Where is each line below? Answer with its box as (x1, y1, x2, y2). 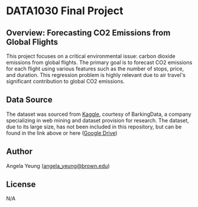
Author (6, 147, 33, 157)
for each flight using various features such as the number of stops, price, (6, 65, 184, 72)
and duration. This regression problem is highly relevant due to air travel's (6, 72, 186, 78)
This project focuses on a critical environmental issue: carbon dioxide (6, 53, 176, 60)
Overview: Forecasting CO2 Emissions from (6, 28, 171, 38)
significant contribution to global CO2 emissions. (6, 78, 125, 85)
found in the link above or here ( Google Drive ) (6, 129, 118, 137)
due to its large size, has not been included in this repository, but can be (6, 123, 182, 130)
